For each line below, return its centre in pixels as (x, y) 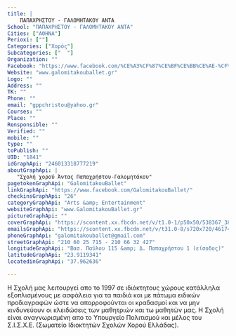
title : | (20, 14)
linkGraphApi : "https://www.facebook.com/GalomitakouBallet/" (100, 190)
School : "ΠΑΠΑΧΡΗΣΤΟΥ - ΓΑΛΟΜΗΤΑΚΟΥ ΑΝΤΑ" (70, 27)
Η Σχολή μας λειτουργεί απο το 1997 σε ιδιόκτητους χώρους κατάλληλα (114, 288)
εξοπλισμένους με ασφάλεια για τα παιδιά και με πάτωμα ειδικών (104, 295)
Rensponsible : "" (33, 125)
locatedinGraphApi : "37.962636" (54, 262)
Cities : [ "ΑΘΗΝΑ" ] (34, 33)
